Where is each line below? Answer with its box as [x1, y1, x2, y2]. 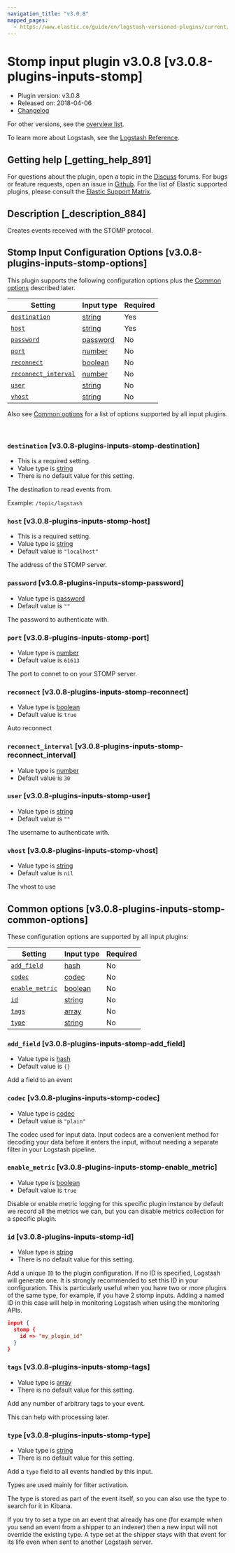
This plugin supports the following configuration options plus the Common [7, 276, 222, 285]
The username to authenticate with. [7, 828, 110, 836]
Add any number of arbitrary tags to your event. [7, 1399, 145, 1407]
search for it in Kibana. [7, 1502, 73, 1510]
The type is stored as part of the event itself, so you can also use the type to [7, 1494, 227, 1503]
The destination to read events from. [7, 485, 113, 494]
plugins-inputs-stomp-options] [7, 257, 148, 270]
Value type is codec [17, 1109, 75, 1118]
